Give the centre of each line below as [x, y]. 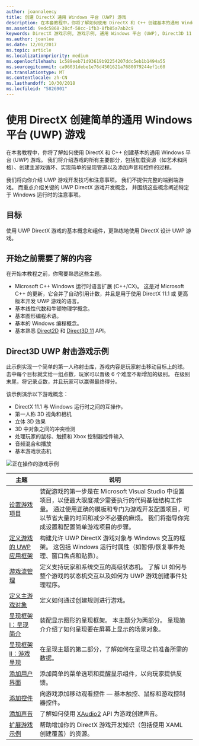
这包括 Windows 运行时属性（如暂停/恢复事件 [116, 547]
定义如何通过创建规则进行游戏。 [84, 601]
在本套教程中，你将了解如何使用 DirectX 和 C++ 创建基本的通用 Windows [95, 152]
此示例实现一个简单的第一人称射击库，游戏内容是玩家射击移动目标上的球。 [97, 367]
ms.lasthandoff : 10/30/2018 [41, 84]
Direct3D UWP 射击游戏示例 [57, 351]
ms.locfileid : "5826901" [37, 89]
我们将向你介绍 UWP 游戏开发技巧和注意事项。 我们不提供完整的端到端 [92, 180]
